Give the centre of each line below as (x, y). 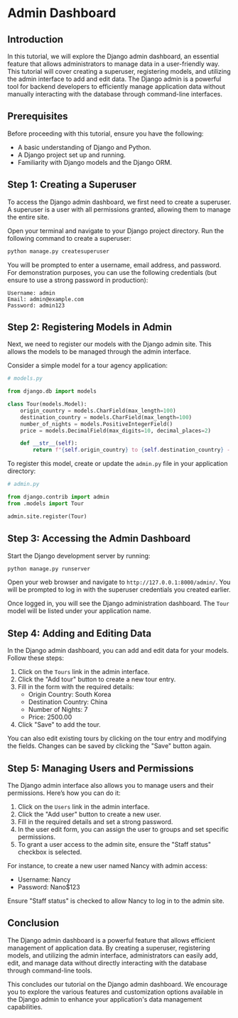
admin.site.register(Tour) (47, 516)
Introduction (36, 39)
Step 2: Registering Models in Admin (90, 327)
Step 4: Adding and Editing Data (80, 633)
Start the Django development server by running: (79, 556)
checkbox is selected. (50, 852)
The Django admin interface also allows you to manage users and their (111, 785)
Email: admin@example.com (45, 299)
